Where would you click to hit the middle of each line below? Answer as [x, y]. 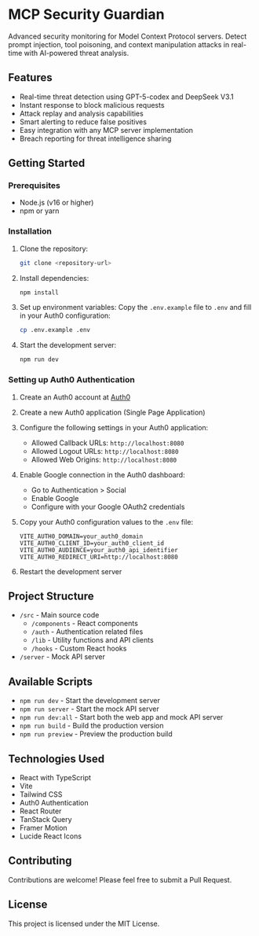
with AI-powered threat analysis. [77, 53]
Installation [30, 231]
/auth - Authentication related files [87, 632]
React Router [40, 811]
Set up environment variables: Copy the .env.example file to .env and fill [135, 308]
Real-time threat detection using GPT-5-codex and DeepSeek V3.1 [126, 97]
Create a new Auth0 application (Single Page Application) [112, 412]
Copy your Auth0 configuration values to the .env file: [106, 521]
